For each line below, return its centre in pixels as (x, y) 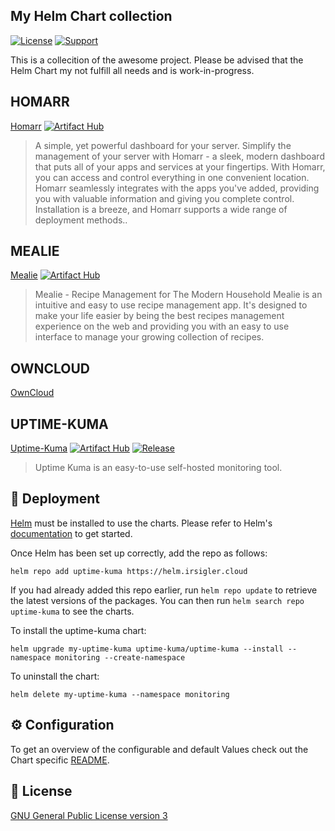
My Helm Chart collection (91, 16)
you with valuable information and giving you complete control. (164, 198)
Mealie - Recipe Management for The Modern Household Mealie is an (178, 295)
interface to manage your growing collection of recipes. (149, 337)
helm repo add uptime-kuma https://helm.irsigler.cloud (129, 571)
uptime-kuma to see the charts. (72, 611)
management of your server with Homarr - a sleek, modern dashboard (179, 156)
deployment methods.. (81, 220)
